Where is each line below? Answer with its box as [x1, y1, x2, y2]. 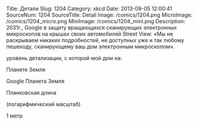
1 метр [6, 112, 23, 119]
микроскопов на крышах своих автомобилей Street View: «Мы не [6, 30, 174, 37]
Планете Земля [6, 66, 46, 73]
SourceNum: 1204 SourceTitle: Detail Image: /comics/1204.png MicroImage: [6, 11, 193, 18]
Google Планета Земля [6, 77, 64, 85]
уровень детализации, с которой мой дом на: [6, 55, 122, 61]
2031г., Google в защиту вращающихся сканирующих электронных [6, 24, 177, 31]
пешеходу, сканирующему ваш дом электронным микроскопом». [6, 43, 175, 50]
